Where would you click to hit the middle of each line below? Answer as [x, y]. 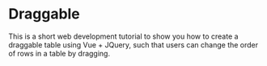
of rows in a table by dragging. [59, 53]
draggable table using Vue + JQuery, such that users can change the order [133, 44]
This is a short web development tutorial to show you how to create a [123, 36]
